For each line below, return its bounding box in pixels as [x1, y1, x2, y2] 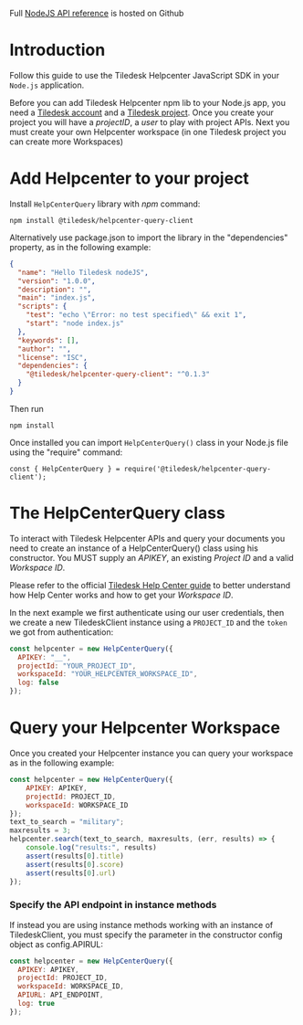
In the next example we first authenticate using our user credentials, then [9, 607, 285, 618]
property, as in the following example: [9, 241, 151, 252]
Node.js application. [9, 79, 85, 90]
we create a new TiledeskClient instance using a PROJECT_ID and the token [9, 617, 287, 628]
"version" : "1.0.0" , [17, 276, 96, 286]
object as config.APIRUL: [9, 938, 103, 949]
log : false [17, 678, 59, 688]
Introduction [9, 40, 106, 60]
